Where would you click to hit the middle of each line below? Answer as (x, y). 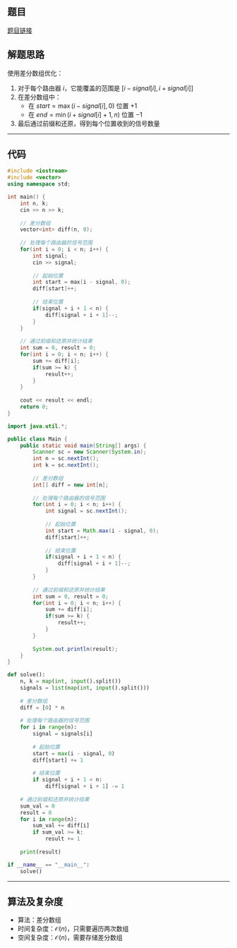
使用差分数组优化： (35, 73)
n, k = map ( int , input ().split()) (71, 682)
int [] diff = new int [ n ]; (71, 485)
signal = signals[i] (63, 734)
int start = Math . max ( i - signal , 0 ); (102, 531)
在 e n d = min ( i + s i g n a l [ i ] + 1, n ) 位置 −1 (85, 114)
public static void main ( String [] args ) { (83, 445)
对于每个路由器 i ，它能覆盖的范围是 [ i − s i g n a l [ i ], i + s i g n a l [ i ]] (105, 88)
